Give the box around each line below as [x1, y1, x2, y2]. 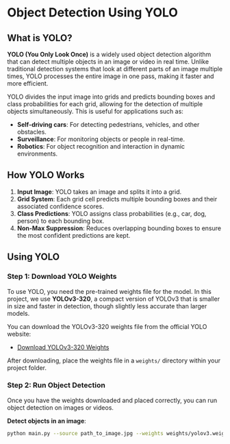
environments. [16, 149, 58, 158]
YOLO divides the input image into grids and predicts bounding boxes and [7, 92, 216, 101]
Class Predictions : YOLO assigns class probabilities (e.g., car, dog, [16, 209, 207, 217]
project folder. [7, 363, 47, 371]
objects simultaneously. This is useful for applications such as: [7, 108, 183, 115]
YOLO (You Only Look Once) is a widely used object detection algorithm [7, 50, 212, 58]
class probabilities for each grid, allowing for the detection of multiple [7, 100, 203, 108]
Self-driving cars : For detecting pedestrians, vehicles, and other [16, 121, 200, 128]
